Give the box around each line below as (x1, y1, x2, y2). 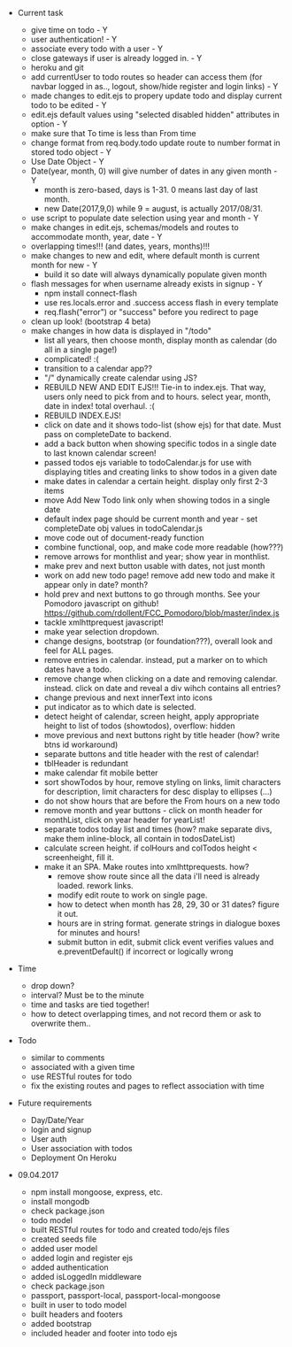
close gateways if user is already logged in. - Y (30, 53, 203, 63)
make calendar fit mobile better (43, 767, 158, 778)
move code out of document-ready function (43, 533, 204, 543)
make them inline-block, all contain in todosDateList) (43, 834, 236, 843)
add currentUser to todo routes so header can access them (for (30, 72, 263, 82)
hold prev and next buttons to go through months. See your (43, 589, 261, 599)
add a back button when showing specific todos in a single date (43, 438, 277, 449)
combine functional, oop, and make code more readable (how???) (43, 542, 284, 552)
